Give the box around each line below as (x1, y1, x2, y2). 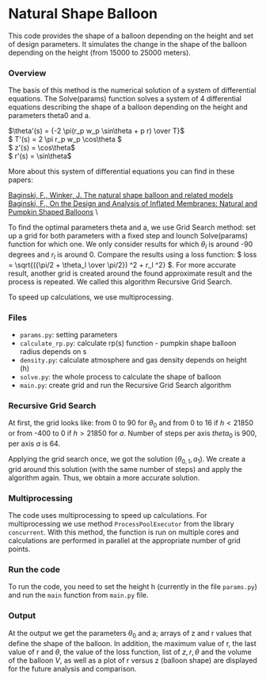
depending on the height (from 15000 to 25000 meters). (8, 48, 192, 57)
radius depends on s (19, 347, 87, 356)
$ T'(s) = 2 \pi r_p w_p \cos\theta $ (8, 135, 123, 144)
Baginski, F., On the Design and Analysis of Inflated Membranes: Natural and (8, 199, 258, 208)
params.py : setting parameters (19, 330, 118, 340)
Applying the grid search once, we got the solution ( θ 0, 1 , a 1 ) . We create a (8, 455, 246, 466)
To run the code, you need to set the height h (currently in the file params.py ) (8, 582, 257, 592)
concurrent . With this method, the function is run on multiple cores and (8, 527, 239, 537)
